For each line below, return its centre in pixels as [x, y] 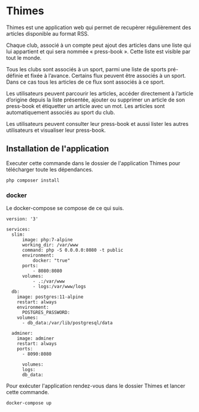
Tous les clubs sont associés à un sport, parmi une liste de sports [86, 69]
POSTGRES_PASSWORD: [46, 313]
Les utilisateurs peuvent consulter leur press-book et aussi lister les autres [97, 123]
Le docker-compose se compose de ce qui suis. [65, 208]
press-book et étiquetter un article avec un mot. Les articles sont [86, 106]
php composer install [33, 180]
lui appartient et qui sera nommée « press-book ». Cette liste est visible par [98, 51]
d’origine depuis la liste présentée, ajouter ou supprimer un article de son [96, 100]
